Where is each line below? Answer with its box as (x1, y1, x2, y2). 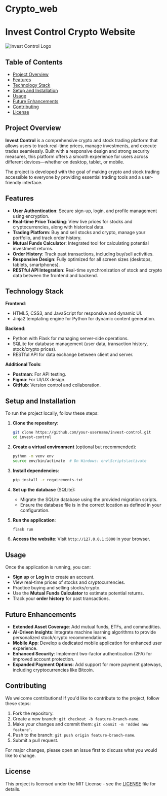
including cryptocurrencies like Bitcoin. (12, 667, 95, 673)
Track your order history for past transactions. (12, 595, 110, 602)
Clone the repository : (12, 420, 59, 426)
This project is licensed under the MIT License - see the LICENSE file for (5, 780, 156, 787)
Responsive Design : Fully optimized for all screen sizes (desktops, (12, 256, 152, 262)
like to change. (5, 752, 36, 758)
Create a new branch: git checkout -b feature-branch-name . (12, 715, 140, 721)
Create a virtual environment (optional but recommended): (12, 444, 137, 450)
